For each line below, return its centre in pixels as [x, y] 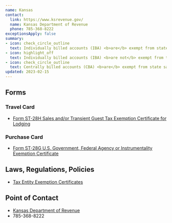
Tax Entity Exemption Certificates [48, 182]
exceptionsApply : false [31, 34]
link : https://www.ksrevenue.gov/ [47, 19]
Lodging [21, 124]
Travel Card [20, 107]
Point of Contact [32, 198]
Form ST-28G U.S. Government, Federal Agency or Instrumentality [82, 148]
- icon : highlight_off [29, 53]
